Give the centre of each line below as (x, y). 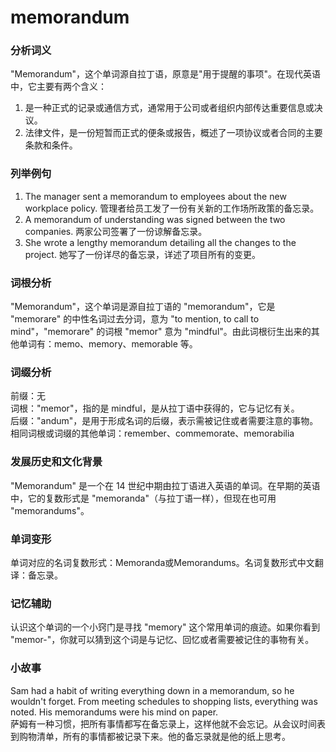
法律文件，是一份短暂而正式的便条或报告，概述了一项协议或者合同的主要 (173, 133)
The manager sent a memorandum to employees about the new (155, 196)
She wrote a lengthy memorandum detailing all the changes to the (160, 242)
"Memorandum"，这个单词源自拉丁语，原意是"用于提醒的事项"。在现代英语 (166, 74)
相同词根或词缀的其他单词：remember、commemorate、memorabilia (152, 433)
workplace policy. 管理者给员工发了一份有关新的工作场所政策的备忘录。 (172, 208)
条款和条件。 (51, 145)
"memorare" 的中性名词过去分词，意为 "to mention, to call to (135, 319)
